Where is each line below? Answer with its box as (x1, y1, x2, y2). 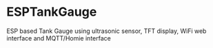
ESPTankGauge (6, 4, 97, 20)
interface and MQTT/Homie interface (6, 34, 111, 42)
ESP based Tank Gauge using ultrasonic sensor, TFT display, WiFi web (6, 27, 207, 35)
